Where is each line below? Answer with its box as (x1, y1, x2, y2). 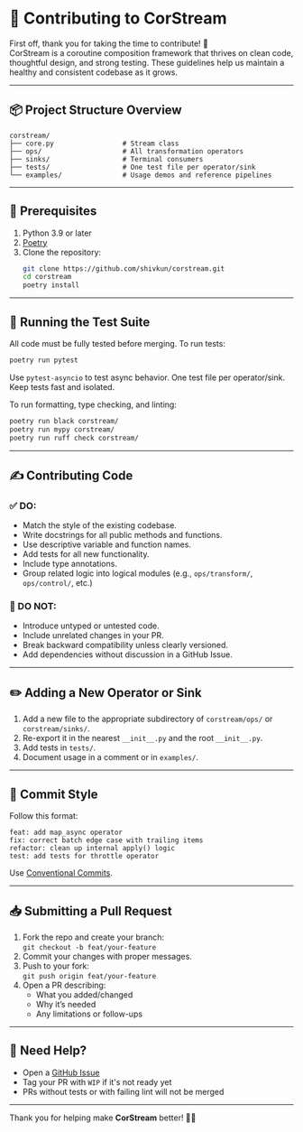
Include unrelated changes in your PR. (22, 630, 164, 641)
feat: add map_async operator (9, 828, 124, 838)
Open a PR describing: (22, 979, 106, 990)
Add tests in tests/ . (22, 742, 96, 753)
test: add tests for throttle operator (9, 852, 160, 861)
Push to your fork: (22, 960, 90, 971)
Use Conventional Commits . (9, 868, 113, 878)
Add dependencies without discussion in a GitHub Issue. (22, 649, 233, 660)
